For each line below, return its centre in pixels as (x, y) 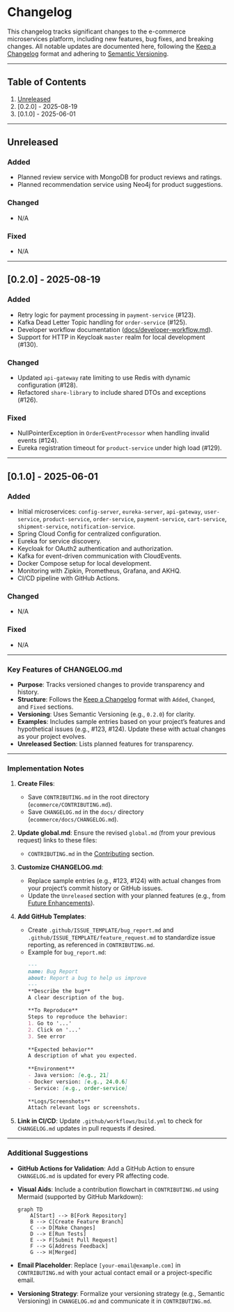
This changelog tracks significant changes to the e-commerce (96, 31)
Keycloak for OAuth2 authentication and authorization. (95, 549)
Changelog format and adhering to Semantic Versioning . (88, 54)
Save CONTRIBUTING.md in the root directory (88, 797)
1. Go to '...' (49, 1024)
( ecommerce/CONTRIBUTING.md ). (70, 805)
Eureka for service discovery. (59, 541)
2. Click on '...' (54, 1030)
